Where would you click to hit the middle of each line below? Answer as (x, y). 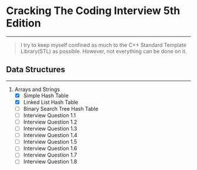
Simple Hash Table (46, 96)
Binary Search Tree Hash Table (61, 108)
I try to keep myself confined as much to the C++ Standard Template (103, 45)
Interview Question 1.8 (50, 162)
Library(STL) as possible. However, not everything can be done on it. (103, 51)
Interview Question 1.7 (50, 155)
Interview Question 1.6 (50, 148)
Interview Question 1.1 (50, 115)
